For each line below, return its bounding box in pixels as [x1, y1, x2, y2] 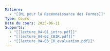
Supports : [5, 25, 25, 30]
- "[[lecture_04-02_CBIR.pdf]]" [9, 34, 75, 39]
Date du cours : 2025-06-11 [5, 20, 60, 26]
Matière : [5, 7, 23, 12]
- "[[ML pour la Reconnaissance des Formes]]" [9, 12, 106, 17]
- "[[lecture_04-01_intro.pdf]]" [9, 30, 77, 34]
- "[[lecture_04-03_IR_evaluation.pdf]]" [9, 39, 95, 44]
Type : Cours [5, 16, 29, 21]
